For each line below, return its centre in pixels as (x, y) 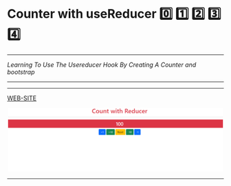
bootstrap (21, 72)
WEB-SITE (22, 98)
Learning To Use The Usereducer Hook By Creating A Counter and (102, 65)
